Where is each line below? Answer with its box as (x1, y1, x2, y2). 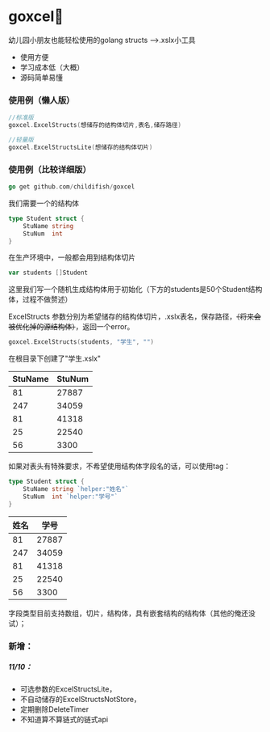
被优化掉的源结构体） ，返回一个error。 (8, 322, 135, 332)
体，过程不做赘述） (8, 294, 73, 304)
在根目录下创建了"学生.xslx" (8, 353, 102, 363)
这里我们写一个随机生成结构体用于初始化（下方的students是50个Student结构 (8, 285, 263, 294)
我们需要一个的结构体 (8, 198, 79, 208)
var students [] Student (8, 269, 89, 277)
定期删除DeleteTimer (19, 704, 89, 714)
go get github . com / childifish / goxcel (8, 183, 135, 191)
